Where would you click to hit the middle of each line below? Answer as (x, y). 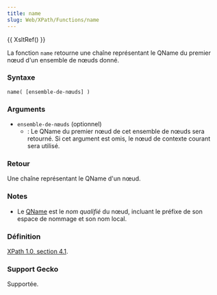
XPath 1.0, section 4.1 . (38, 251)
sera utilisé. (43, 146)
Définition (24, 236)
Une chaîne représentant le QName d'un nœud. (74, 178)
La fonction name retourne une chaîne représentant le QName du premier (109, 53)
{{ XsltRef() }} (26, 39)
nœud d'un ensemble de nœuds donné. (63, 60)
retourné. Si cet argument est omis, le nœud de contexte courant (119, 139)
